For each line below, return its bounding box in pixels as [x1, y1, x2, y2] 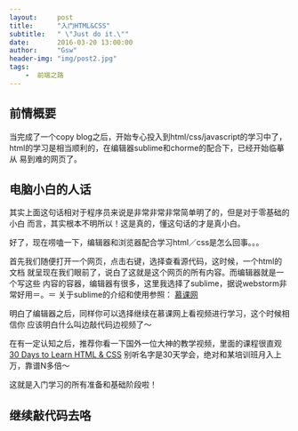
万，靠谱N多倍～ [9, 361, 70, 371]
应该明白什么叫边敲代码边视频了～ [26, 319, 152, 330]
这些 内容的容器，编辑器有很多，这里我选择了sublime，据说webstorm [24, 278, 280, 289]
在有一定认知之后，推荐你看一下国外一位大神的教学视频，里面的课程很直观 [9, 339, 282, 349]
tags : [9, 63, 29, 72]
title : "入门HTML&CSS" [9, 21, 111, 30]
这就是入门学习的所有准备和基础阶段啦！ [9, 379, 157, 390]
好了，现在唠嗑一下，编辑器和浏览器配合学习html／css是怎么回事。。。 [9, 237, 264, 248]
